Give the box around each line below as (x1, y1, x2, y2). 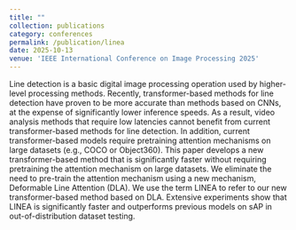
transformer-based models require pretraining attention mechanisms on (9, 135, 272, 146)
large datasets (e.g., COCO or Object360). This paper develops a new (9, 145, 264, 155)
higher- (259, 79, 286, 89)
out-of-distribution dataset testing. (9, 210, 136, 221)
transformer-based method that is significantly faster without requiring (9, 155, 268, 164)
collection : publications (9, 21, 105, 30)
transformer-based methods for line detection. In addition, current (9, 126, 251, 136)
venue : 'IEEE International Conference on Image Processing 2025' (9, 54, 260, 63)
